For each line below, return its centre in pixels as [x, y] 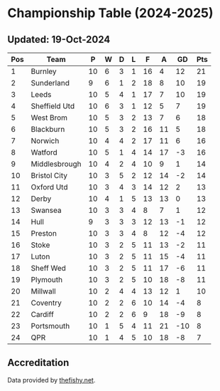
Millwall [43, 291]
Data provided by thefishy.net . [51, 380]
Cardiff [43, 314]
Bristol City [49, 176]
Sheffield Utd [53, 106]
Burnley [44, 71]
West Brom [49, 118]
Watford [44, 152]
